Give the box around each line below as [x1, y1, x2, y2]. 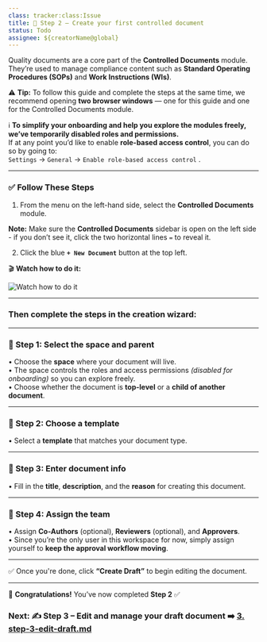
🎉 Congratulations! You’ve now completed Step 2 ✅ [8, 590, 180, 599]
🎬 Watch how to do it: [8, 263, 82, 273]
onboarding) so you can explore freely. [8, 374, 136, 383]
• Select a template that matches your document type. [8, 436, 188, 445]
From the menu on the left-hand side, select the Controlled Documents [19, 200, 254, 210]
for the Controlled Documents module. [8, 105, 134, 114]
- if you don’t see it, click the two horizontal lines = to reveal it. [8, 232, 211, 242]
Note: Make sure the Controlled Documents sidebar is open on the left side [8, 224, 257, 233]
